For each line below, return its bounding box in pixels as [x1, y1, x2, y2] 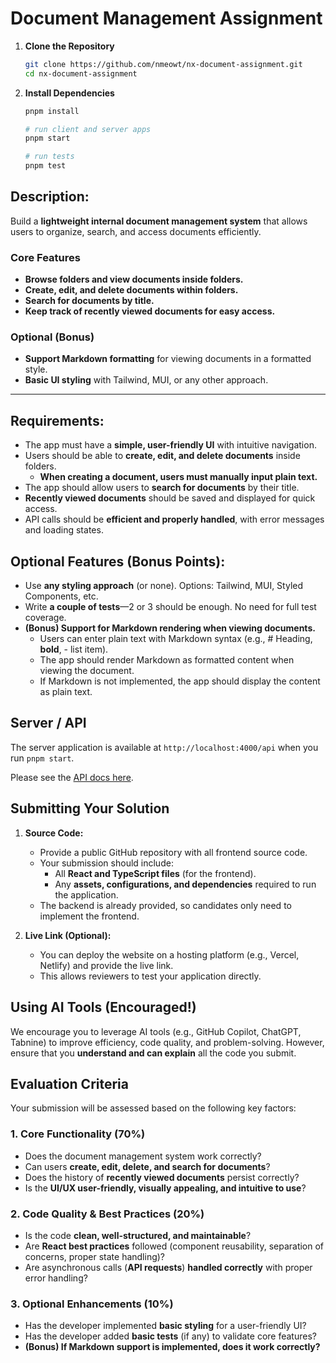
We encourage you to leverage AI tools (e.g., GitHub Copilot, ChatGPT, [10, 1025, 302, 1037]
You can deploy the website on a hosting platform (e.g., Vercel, [39, 948, 300, 961]
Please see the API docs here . [10, 771, 134, 783]
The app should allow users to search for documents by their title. [24, 482, 300, 494]
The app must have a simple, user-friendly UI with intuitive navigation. [24, 439, 317, 451]
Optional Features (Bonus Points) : [10, 553, 226, 570]
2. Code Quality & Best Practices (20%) [10, 1207, 205, 1221]
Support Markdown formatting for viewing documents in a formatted [24, 353, 312, 365]
